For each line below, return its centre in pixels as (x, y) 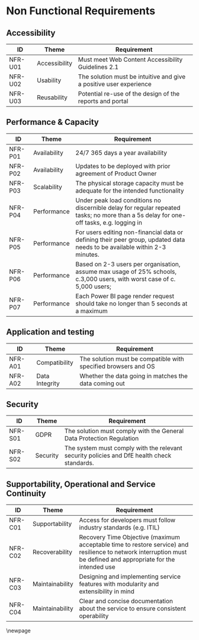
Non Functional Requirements (81, 11)
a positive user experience (115, 84)
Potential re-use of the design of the (129, 94)
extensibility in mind (107, 591)
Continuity (26, 494)
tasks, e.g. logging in (113, 222)
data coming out (102, 383)
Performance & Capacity (52, 122)
